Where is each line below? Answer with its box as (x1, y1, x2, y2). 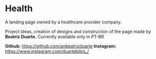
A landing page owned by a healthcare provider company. (5, 19, 122, 25)
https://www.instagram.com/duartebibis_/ (5, 48, 89, 54)
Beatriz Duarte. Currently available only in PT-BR (5, 34, 104, 39)
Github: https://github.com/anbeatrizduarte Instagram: (5, 43, 116, 49)
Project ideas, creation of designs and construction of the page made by (5, 28, 151, 34)
